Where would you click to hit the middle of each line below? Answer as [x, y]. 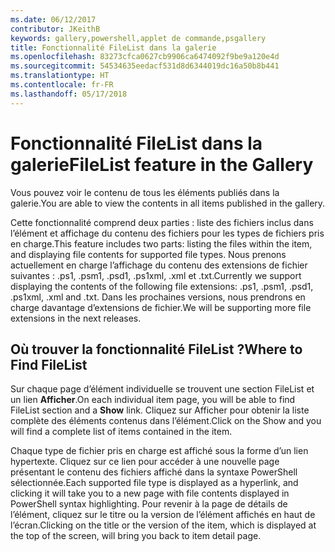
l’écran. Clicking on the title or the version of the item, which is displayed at [163, 525]
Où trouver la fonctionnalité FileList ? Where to [156, 349]
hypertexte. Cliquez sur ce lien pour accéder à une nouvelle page [145, 462]
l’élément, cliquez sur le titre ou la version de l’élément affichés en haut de [163, 515]
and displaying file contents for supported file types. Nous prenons [148, 254]
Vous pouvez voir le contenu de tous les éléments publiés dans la [145, 192]
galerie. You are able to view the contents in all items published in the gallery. [168, 203]
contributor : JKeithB [55, 29]
